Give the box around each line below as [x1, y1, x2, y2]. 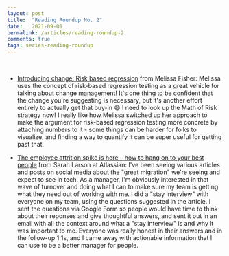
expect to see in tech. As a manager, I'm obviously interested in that [16, 175, 209, 183]
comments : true [7, 36, 51, 43]
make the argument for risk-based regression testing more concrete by [16, 118, 218, 126]
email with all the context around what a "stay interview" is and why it [16, 220, 214, 227]
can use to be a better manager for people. [16, 242, 139, 249]
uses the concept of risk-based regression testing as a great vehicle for [16, 82, 219, 89]
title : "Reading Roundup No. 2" [7, 17, 103, 23]
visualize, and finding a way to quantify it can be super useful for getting [16, 133, 222, 141]
